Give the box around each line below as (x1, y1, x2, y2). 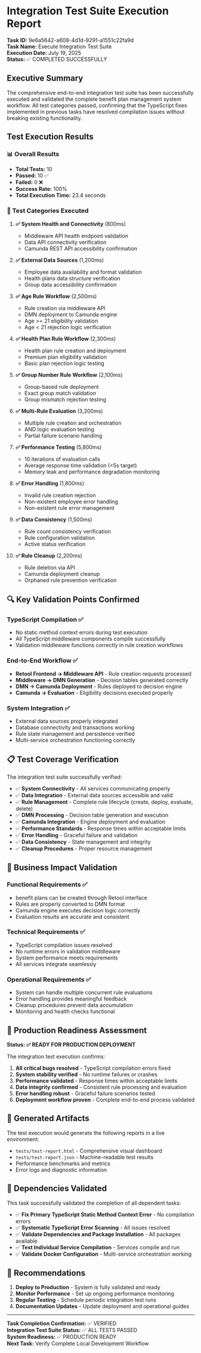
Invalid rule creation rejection (24, 491, 96, 499)
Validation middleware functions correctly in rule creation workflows (15, 642, 184, 649)
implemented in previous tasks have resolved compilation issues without (7, 108, 185, 115)
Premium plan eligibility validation (24, 353, 107, 360)
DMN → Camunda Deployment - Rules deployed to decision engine (15, 683, 183, 690)
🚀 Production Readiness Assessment (7, 1025, 147, 1035)
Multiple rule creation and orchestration (24, 419, 122, 426)
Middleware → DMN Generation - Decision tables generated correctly (15, 676, 188, 683)
